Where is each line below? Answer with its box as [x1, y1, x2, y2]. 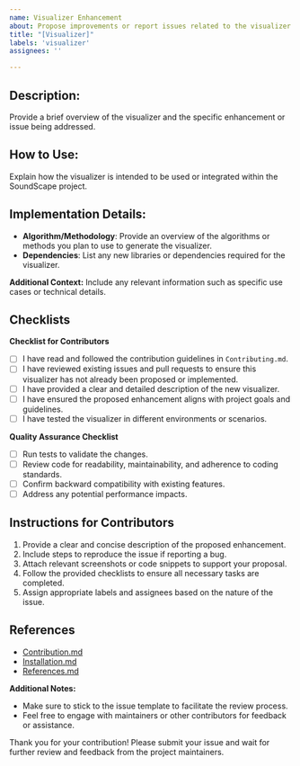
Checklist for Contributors [9, 336, 110, 347]
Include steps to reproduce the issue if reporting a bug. [22, 548, 227, 559]
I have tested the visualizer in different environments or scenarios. [22, 413, 268, 423]
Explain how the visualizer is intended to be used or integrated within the [9, 171, 278, 182]
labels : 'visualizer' [9, 38, 91, 48]
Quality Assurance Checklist [9, 431, 119, 441]
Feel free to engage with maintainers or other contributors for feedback [22, 709, 287, 720]
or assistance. [22, 719, 75, 730]
